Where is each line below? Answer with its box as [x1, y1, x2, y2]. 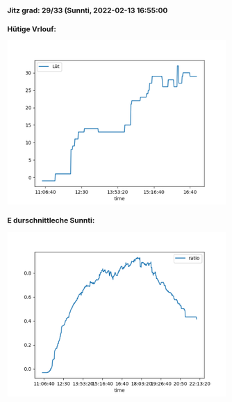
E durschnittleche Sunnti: [7, 216, 95, 225]
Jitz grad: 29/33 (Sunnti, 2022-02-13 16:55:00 [7, 6, 168, 15]
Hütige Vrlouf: [7, 24, 57, 33]
